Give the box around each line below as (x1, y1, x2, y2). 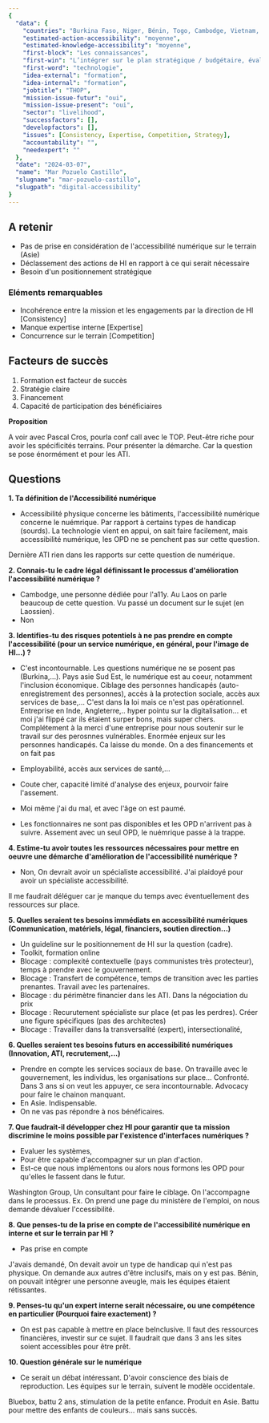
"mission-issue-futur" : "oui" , (22, 94, 127, 102)
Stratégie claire (19, 384, 70, 394)
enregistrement (19, 689, 70, 698)
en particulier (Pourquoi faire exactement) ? (8, 1309, 157, 1319)
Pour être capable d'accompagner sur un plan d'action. (19, 1155, 203, 1165)
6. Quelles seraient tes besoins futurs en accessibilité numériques (8, 1040, 234, 1050)
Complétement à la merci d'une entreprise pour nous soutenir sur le (19, 723, 244, 733)
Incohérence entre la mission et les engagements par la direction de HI (19, 305, 254, 315)
